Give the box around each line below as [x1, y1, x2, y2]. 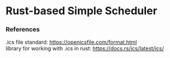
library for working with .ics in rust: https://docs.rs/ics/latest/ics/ [5, 45, 164, 52]
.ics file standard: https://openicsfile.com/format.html [5, 38, 137, 46]
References [5, 25, 40, 34]
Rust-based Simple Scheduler [5, 4, 157, 18]
